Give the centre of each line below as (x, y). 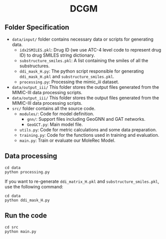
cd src (12, 227)
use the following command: (34, 186)
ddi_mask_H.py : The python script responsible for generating (81, 71)
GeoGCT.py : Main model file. (55, 124)
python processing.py (27, 172)
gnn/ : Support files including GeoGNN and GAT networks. (86, 119)
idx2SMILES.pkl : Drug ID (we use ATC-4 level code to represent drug (90, 50)
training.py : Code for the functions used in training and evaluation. (89, 135)
